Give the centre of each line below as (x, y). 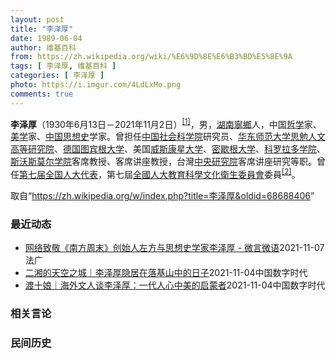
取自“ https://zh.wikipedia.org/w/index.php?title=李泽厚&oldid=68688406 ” (162, 195)
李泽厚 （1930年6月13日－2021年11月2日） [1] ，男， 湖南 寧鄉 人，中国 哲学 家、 (166, 123)
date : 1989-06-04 (46, 38)
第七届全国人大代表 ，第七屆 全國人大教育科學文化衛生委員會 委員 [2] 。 (160, 173)
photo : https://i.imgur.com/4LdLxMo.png (96, 85)
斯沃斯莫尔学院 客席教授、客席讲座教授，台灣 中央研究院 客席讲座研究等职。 (163, 162)
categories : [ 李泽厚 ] (57, 76)
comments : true (42, 94)
